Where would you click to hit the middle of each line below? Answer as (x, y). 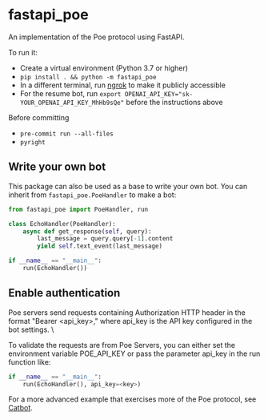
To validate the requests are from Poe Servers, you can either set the (122, 345)
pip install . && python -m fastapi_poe (88, 77)
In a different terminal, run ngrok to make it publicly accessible (123, 85)
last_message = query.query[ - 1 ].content (105, 239)
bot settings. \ (31, 329)
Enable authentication (64, 293)
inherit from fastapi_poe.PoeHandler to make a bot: (92, 195)
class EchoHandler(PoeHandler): (62, 224)
